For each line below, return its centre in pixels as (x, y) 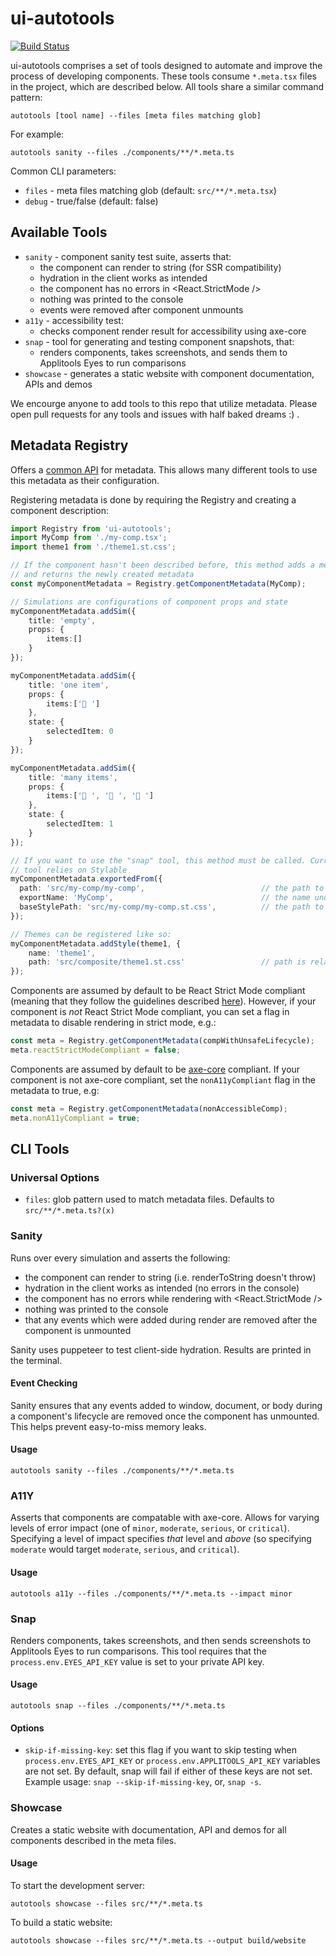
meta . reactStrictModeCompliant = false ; (96, 1050)
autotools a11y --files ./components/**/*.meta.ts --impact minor (151, 1593)
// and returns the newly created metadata (102, 575)
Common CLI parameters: (63, 171)
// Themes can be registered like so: (91, 934)
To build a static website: (61, 1922)
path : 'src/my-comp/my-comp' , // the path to (172, 888)
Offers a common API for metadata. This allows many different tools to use (164, 469)
